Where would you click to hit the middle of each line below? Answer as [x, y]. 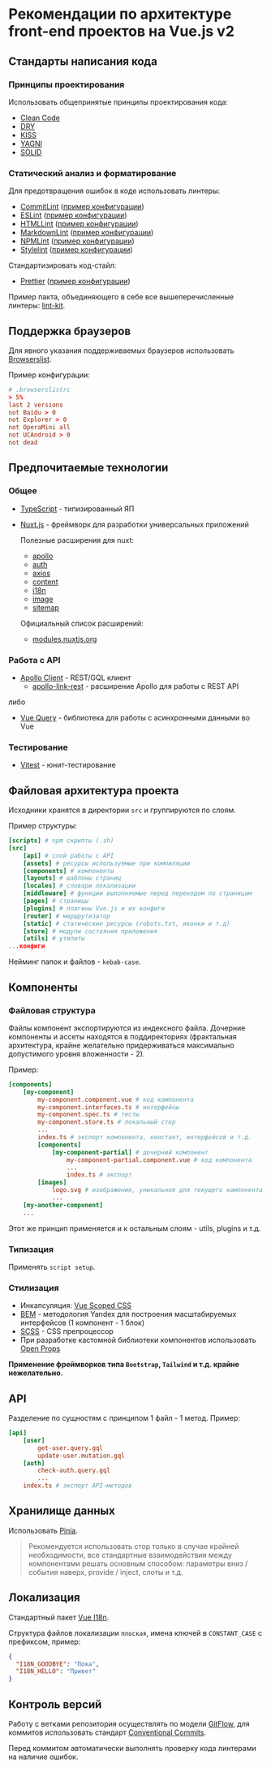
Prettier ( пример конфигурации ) [75, 282]
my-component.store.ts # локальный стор [107, 1122]
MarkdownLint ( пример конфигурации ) [87, 233]
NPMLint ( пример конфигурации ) [77, 241]
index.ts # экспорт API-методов [77, 1486]
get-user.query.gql [71, 1448]
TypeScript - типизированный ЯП [77, 509]
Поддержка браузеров [70, 331]
